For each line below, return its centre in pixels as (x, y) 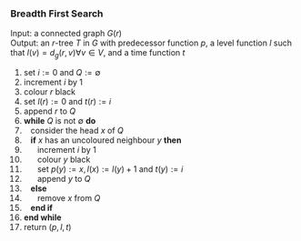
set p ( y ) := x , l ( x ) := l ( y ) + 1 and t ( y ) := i (110, 169)
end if (42, 208)
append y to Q (64, 179)
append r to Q (50, 111)
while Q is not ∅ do (60, 121)
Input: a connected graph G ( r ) (66, 34)
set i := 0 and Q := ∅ (62, 73)
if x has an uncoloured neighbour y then (106, 140)
